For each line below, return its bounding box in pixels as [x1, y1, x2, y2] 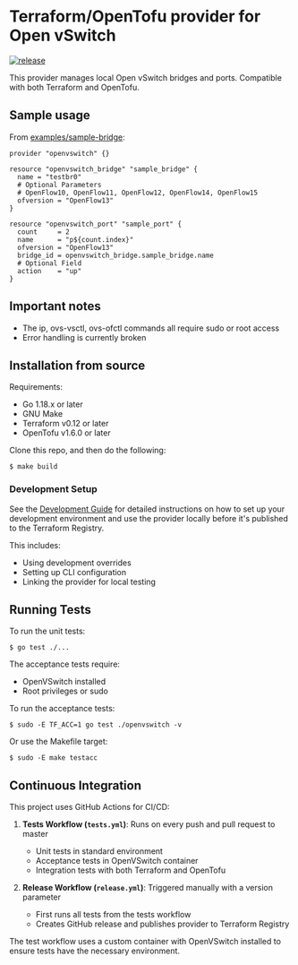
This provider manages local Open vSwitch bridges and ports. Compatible [9, 72, 282, 82]
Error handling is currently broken [21, 332, 147, 342]
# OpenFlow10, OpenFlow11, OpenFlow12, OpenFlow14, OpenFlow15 [17, 188, 258, 197]
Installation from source [9, 358, 146, 373]
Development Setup [9, 483, 98, 495]
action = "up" [17, 266, 82, 275]
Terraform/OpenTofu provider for [9, 6, 261, 27]
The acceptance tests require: [9, 659, 121, 669]
